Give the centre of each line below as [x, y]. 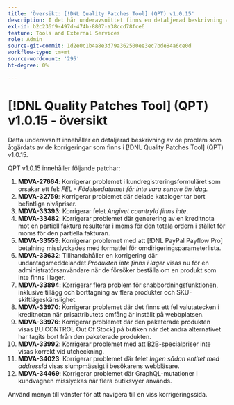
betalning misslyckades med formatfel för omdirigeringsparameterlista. [119, 248]
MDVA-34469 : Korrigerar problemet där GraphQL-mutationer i [108, 373]
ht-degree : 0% [28, 65]
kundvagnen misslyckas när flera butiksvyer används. [95, 381]
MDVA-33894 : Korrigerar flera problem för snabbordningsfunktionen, [118, 285]
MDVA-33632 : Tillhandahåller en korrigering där [88, 255]
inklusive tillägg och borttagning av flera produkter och [97, 292]
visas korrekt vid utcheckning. [61, 351]
